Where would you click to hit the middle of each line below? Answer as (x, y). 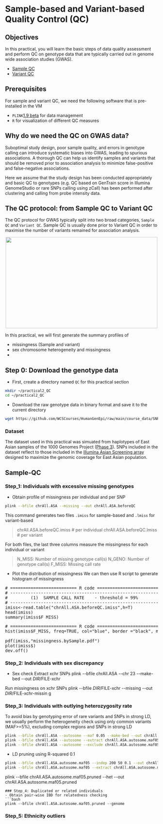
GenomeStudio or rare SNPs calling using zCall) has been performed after (79, 188)
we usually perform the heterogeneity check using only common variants (78, 722)
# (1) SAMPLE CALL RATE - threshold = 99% (72, 597)
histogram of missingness (38, 579)
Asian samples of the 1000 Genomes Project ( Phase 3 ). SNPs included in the (81, 447)
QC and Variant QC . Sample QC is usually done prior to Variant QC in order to (81, 225)
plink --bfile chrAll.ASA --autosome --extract (54, 740)
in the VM (33, 106)
